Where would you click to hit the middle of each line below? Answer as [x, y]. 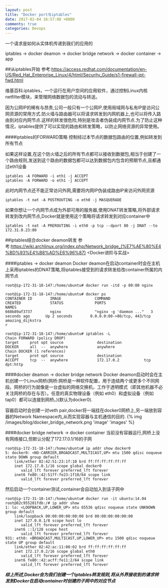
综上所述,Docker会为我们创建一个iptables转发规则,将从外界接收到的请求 [80, 575]
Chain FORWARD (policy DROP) [35, 338]
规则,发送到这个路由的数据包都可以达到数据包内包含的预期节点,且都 [87, 160]
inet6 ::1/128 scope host [41, 530]
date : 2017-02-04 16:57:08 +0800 [40, 19]
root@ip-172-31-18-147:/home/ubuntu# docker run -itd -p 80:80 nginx [79, 285]
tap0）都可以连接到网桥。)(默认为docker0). [49, 400]
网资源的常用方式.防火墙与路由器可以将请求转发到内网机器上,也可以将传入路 [83, 114]
